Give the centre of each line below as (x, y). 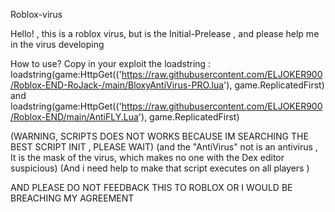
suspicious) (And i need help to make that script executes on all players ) (160, 168)
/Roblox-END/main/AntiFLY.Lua (74, 117)
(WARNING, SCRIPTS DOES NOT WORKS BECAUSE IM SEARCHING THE (159, 136)
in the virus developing (57, 44)
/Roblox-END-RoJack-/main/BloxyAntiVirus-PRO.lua (117, 85)
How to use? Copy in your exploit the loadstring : (111, 63)
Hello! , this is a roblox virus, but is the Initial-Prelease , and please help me (165, 33)
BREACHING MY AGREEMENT (72, 198)
